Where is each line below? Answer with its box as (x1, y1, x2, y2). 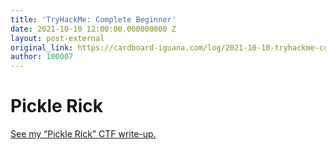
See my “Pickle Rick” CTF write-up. (10, 128, 157, 140)
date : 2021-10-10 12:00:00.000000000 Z (10, 24, 177, 34)
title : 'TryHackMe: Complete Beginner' (10, 14, 177, 25)
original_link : (10, 42, 74, 53)
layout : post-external (10, 33, 105, 43)
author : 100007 (10, 52, 74, 62)
